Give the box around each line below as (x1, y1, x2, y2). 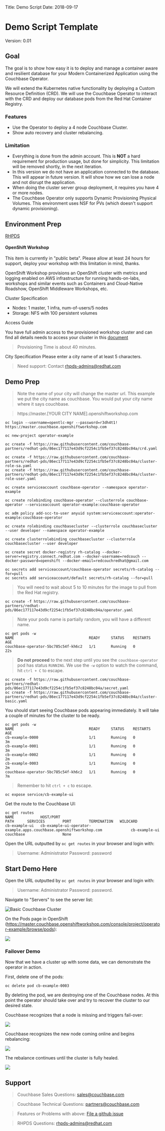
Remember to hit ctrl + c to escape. (17, 783, 93, 789)
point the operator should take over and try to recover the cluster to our (5, 997, 150, 1003)
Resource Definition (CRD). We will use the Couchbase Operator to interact (5, 90, 157, 96)
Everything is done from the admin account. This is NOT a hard (12, 153, 140, 159)
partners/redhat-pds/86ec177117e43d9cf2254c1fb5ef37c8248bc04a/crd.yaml (5, 446, 158, 451)
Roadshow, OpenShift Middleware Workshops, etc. (5, 286, 108, 292)
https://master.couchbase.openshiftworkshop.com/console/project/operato (6, 921, 160, 927)
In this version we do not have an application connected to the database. (12, 169, 160, 175)
